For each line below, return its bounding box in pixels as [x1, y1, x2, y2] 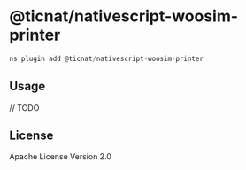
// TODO [9, 102, 40, 112]
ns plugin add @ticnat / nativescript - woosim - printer [9, 54, 204, 63]
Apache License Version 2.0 [9, 151, 112, 162]
